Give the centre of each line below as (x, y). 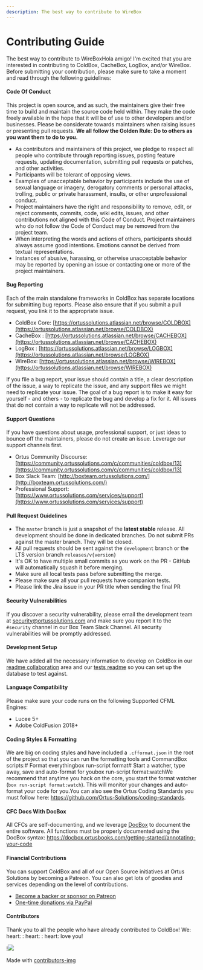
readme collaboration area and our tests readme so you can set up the (94, 667)
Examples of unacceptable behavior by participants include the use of (102, 181)
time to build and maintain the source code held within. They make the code (101, 111)
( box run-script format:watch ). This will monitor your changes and (90, 785)
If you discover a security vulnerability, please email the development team (99, 614)
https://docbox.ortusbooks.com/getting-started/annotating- (121, 838)
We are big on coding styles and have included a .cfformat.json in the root (100, 752)
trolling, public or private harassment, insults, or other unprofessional (101, 193)
